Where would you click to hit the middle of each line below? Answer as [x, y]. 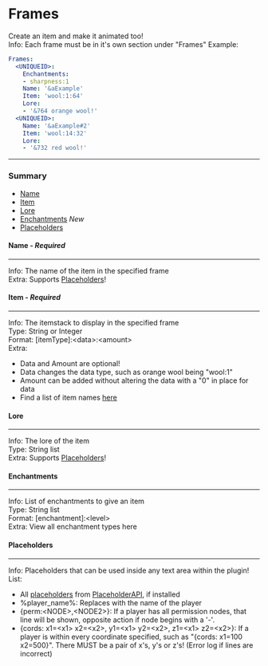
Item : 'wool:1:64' [53, 97]
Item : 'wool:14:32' [55, 133]
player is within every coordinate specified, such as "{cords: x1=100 [131, 636]
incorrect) [36, 653]
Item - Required [35, 298]
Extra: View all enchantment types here [73, 526]
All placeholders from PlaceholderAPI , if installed [100, 594]
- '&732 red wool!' [55, 148]
